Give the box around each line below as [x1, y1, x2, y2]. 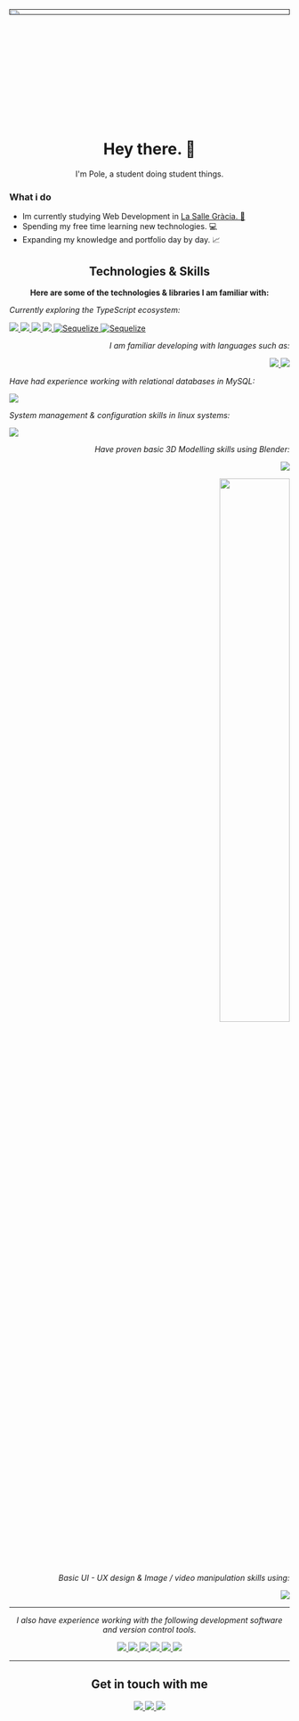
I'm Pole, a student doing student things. [75, 169, 224, 179]
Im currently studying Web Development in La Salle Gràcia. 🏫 [21, 211, 246, 222]
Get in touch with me [91, 1676, 208, 1692]
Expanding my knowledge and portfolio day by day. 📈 [21, 235, 221, 245]
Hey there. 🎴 [103, 139, 196, 160]
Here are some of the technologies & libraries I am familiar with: [29, 287, 270, 298]
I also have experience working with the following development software [16, 1615, 283, 1626]
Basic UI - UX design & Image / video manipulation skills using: [58, 1573, 290, 1584]
